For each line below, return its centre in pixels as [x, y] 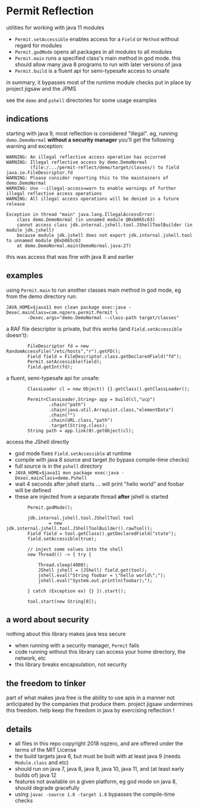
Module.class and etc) [42, 762]
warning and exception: [35, 146]
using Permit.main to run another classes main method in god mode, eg [94, 290]
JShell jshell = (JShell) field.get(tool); [92, 570]
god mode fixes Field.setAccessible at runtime [73, 453]
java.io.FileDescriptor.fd [40, 172]
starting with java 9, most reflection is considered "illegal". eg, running [92, 133]
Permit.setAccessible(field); [65, 362]
